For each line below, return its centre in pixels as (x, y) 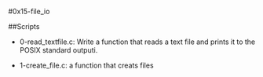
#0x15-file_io (29, 11)
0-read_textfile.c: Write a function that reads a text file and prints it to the (137, 42)
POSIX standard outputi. (58, 50)
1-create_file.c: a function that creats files (87, 65)
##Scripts (24, 26)
